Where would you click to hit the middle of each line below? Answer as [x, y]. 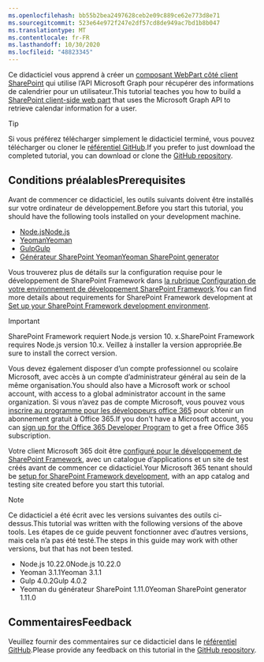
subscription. [30, 435]
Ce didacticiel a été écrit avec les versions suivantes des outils [110, 515]
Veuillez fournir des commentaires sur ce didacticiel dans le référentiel [123, 641]
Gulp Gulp [35, 248]
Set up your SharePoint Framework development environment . [109, 306]
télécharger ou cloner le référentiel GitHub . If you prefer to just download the [132, 147]
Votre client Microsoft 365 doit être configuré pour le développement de [125, 450]
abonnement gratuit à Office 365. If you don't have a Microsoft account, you [131, 419]
